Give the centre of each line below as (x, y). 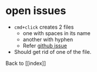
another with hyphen (48, 39)
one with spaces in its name (56, 33)
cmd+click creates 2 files (44, 27)
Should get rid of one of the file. (53, 52)
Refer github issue (45, 46)
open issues (36, 11)
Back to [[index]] (26, 63)
